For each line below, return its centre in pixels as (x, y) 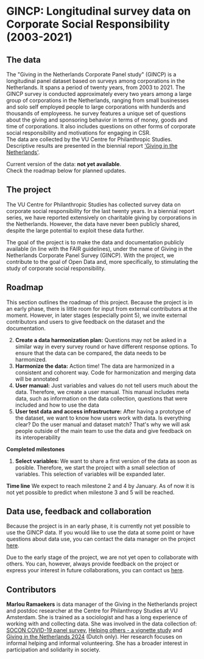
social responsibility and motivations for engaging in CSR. (79, 133)
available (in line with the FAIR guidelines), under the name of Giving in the (100, 249)
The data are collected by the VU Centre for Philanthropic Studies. (89, 139)
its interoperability (38, 437)
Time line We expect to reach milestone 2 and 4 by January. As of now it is (100, 486)
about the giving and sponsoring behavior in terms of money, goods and (97, 120)
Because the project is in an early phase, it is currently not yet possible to (98, 526)
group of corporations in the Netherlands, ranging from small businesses (98, 100)
